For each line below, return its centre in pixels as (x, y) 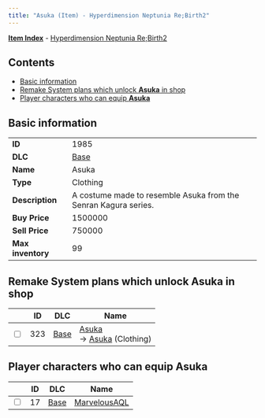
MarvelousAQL (101, 402)
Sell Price (30, 231)
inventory (31, 253)
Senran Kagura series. (113, 205)
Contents (32, 63)
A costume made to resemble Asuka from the (156, 195)
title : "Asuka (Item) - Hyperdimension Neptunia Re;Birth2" (109, 15)
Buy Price (31, 218)
